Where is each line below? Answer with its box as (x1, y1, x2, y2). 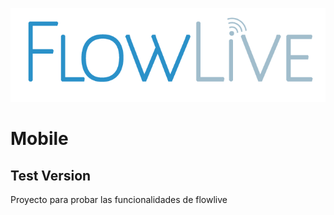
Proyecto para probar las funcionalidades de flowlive (10, 194, 228, 206)
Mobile (10, 128, 69, 150)
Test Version (10, 167, 92, 184)
